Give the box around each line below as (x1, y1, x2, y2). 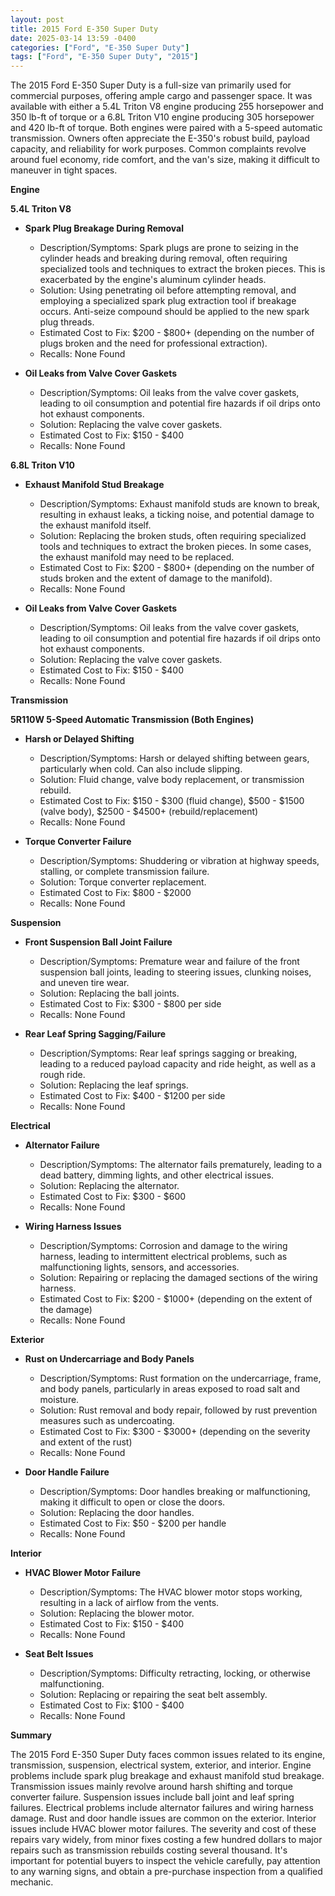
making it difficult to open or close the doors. (39, 1496, 226, 1508)
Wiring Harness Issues (24, 1221, 122, 1233)
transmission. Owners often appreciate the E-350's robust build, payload (10, 132, 310, 145)
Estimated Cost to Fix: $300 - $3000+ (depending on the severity (39, 1426, 311, 1438)
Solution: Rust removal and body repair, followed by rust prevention (39, 1404, 318, 1416)
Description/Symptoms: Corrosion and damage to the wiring (39, 1240, 288, 1252)
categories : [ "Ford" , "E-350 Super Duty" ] (10, 42, 190, 53)
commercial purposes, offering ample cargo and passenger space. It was (10, 90, 313, 102)
